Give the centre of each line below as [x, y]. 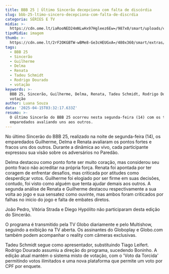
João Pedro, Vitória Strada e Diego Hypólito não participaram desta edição [82, 209]
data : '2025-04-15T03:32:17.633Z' [41, 108]
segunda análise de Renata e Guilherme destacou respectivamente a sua [81, 189]
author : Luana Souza [27, 104]
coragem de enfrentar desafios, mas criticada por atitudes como [72, 173]
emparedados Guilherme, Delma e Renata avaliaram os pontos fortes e [78, 142]
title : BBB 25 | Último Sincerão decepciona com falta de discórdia [78, 10]
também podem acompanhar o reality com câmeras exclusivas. [71, 235]
